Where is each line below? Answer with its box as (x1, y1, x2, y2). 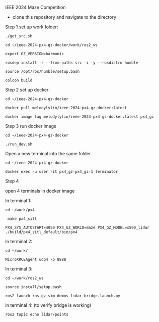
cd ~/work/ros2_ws (5, 275, 44, 281)
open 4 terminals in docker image (5, 188, 75, 194)
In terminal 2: (5, 239, 33, 244)
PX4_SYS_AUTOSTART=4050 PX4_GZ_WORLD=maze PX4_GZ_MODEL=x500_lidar (5, 225, 150, 230)
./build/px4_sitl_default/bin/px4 (5, 229, 78, 235)
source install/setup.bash (5, 285, 62, 290)
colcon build (5, 78, 33, 83)
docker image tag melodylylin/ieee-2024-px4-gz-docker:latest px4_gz (5, 114, 154, 119)
